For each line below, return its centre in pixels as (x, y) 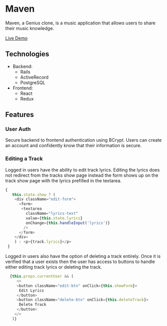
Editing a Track (24, 159)
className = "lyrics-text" (52, 214)
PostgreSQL (33, 82)
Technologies (27, 54)
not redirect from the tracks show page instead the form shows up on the (82, 175)
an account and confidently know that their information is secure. (74, 146)
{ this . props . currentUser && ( (42, 276)
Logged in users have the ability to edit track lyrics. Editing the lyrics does (82, 170)
